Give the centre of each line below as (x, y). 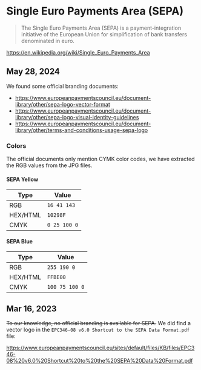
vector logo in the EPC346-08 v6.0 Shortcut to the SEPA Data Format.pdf (98, 330)
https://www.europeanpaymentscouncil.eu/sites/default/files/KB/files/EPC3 (100, 348)
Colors (16, 145)
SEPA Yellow (22, 179)
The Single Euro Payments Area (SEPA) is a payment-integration (101, 28)
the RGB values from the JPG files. (49, 165)
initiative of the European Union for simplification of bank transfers (104, 34)
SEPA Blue (20, 241)
